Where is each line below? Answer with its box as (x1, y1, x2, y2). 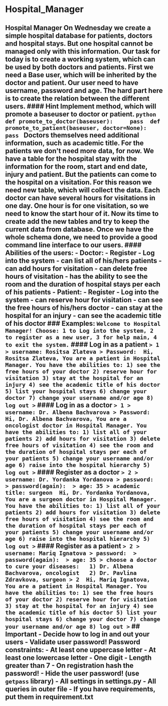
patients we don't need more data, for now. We (5, 147, 154, 155)
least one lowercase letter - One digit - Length (5, 653, 152, 662)
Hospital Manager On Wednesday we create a (5, 24, 151, 32)
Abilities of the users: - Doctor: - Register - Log (5, 249, 155, 257)
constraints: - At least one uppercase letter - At (5, 645, 156, 654)
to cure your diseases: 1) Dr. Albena (5, 562, 134, 570)
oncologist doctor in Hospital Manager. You (5, 422, 147, 429)
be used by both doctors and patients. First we (5, 63, 154, 71)
